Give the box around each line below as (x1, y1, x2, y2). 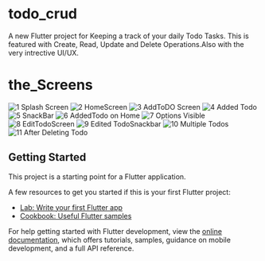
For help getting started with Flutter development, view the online (8, 226, 223, 236)
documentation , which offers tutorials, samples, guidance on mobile (8, 235, 231, 244)
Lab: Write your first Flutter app (19, 202, 123, 212)
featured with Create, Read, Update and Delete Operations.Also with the (8, 39, 244, 49)
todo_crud (8, 5, 78, 23)
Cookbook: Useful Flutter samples (19, 211, 132, 220)
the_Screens (8, 76, 93, 94)
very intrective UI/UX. (8, 48, 80, 57)
